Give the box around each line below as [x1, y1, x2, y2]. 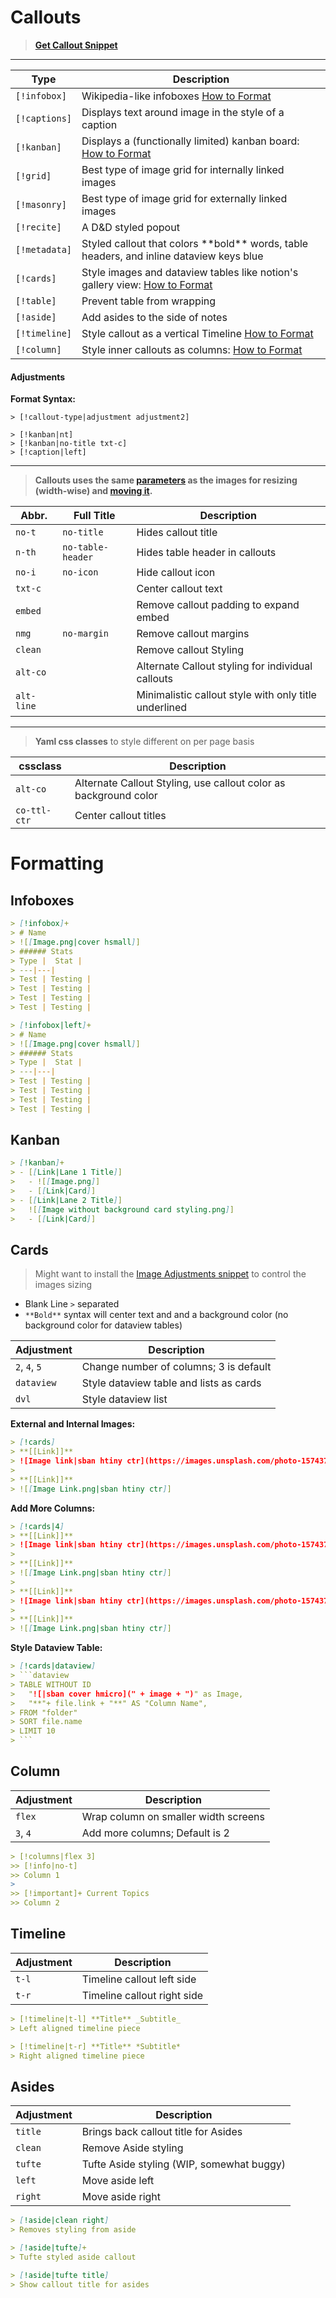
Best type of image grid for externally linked [81, 191, 288, 205]
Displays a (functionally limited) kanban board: [81, 134, 300, 148]
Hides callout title [136, 526, 218, 540]
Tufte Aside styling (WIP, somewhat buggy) [81, 2157, 286, 2171]
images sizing [34, 1279, 93, 1291]
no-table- [62, 542, 109, 553]
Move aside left [81, 2174, 155, 2188]
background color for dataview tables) [24, 1319, 183, 1331]
